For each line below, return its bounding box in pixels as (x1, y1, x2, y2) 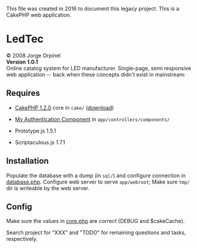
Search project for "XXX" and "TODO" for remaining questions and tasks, (6, 229, 186, 236)
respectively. (6, 235, 38, 243)
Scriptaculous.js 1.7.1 (14, 138, 66, 145)
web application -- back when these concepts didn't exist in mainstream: (6, 71, 186, 78)
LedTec (6, 32, 44, 46)
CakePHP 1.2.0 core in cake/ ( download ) (14, 104, 115, 111)
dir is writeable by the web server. (6, 184, 90, 191)
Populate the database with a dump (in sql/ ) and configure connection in (6, 172, 186, 179)
